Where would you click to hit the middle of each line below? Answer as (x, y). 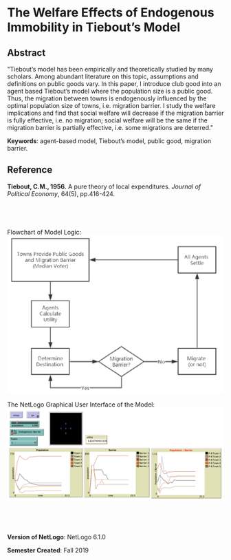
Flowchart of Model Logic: (44, 232)
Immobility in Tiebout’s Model (94, 27)
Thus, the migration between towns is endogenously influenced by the (107, 98)
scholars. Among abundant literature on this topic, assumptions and (103, 76)
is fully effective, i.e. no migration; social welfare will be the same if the (108, 120)
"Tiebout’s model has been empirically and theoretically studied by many (110, 69)
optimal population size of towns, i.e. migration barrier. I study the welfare (111, 106)
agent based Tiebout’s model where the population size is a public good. (110, 91)
